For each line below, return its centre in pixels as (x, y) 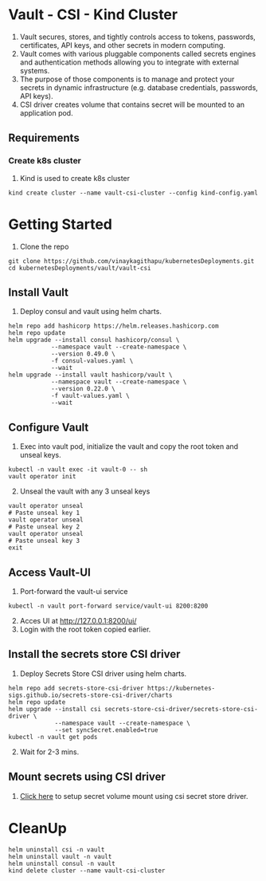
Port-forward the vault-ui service (74, 591)
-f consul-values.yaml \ (92, 361)
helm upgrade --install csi (55, 709)
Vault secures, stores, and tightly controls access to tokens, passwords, (138, 37)
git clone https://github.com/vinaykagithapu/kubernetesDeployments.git (131, 261)
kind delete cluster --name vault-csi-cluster (87, 871)
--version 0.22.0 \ (83, 389)
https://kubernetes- (181, 688)
